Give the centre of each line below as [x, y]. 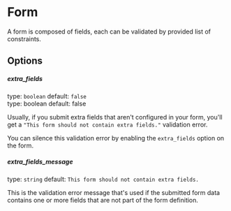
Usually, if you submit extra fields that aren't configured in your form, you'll [115, 117]
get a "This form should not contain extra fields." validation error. [107, 125]
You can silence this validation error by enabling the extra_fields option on [116, 138]
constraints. [24, 38]
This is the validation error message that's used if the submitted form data [114, 193]
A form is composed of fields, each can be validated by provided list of [109, 31]
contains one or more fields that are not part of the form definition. [103, 201]
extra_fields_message [40, 161]
